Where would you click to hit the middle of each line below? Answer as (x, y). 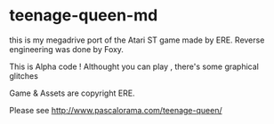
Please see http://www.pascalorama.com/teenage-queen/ (116, 110)
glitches (24, 75)
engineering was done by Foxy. (67, 49)
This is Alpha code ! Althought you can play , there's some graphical (134, 66)
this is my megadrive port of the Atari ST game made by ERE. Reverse (137, 40)
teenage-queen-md (84, 15)
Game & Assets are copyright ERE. (72, 93)
